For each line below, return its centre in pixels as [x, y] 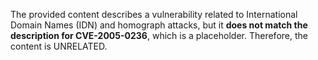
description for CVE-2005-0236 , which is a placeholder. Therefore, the [159, 35]
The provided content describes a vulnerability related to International [154, 14]
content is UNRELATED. [59, 46]
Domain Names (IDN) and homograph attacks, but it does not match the [159, 25]
